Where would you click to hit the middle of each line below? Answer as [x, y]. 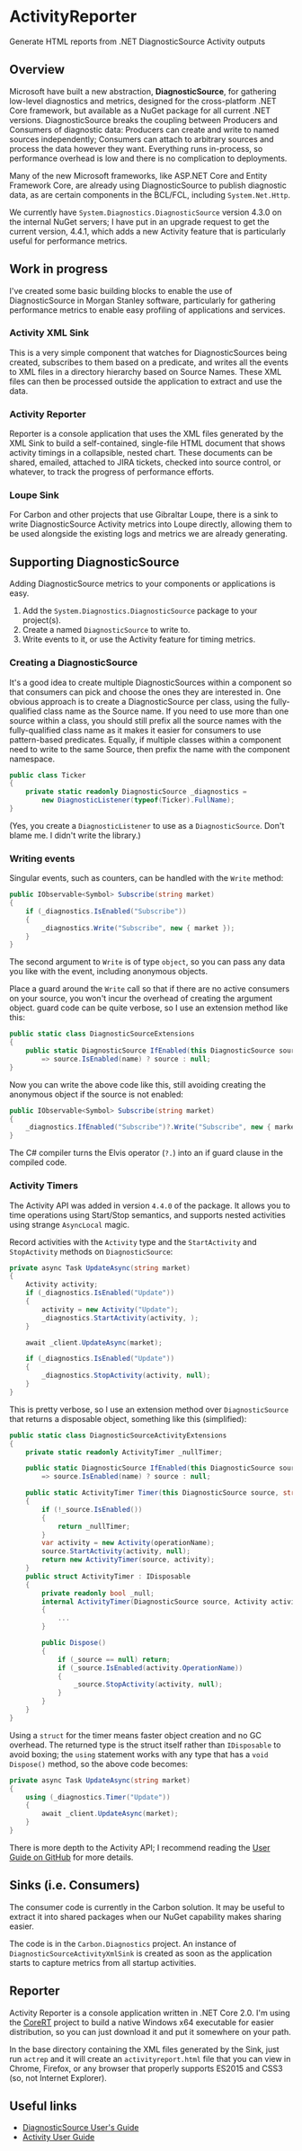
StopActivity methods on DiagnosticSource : [91, 1251]
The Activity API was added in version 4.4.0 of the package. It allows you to [150, 1205]
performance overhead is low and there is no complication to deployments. [148, 158]
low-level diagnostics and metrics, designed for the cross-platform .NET [143, 101]
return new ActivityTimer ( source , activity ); [129, 1560]
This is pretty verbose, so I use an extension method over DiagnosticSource [149, 1409]
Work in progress [58, 269]
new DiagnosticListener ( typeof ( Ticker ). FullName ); [138, 800]
